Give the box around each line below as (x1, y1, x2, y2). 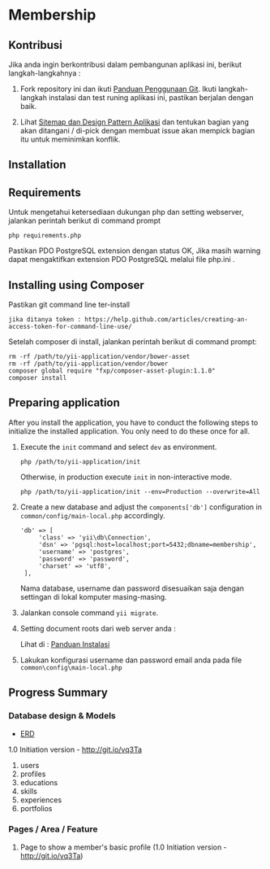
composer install (8, 374, 67, 382)
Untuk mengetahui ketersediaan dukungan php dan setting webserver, (8, 207, 244, 217)
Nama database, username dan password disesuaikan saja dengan (19, 583, 245, 593)
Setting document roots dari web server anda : (19, 623, 176, 633)
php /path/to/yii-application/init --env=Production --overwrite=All (19, 487, 261, 496)
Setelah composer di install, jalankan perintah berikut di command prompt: (8, 337, 257, 347)
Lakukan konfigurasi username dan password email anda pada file (19, 655, 242, 665)
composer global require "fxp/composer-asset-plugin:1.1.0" (8, 367, 216, 375)
